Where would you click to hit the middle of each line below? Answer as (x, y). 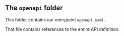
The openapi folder (34, 8)
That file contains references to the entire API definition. (62, 29)
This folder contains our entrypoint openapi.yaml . (55, 19)
